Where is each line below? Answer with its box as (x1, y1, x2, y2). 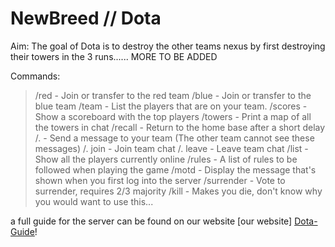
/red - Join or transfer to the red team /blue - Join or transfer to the (34, 89, 312, 101)
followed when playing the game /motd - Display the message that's (34, 163, 317, 176)
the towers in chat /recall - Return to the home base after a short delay (34, 121, 326, 133)
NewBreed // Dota (10, 7, 162, 30)
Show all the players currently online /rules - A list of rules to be (34, 153, 298, 165)
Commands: (10, 70, 61, 82)
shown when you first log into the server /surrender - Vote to (34, 174, 286, 186)
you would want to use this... (34, 195, 154, 207)
